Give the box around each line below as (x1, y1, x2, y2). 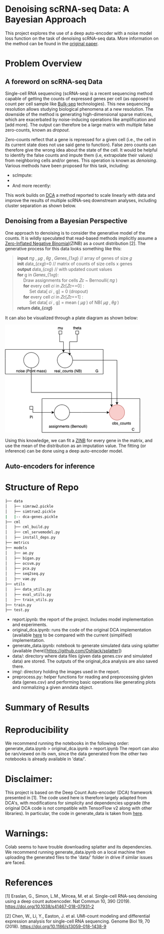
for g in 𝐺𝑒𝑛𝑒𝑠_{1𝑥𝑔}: (17, 271, 59, 277)
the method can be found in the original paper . (5, 40, 99, 46)
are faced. (5, 860, 26, 866)
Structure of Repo (5, 482, 79, 493)
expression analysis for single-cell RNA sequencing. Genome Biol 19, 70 (5, 918, 150, 924)
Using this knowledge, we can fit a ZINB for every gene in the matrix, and (5, 437, 153, 443)
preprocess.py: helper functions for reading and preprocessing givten (12, 674, 153, 680)
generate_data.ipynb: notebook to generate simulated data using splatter (12, 643, 159, 649)
